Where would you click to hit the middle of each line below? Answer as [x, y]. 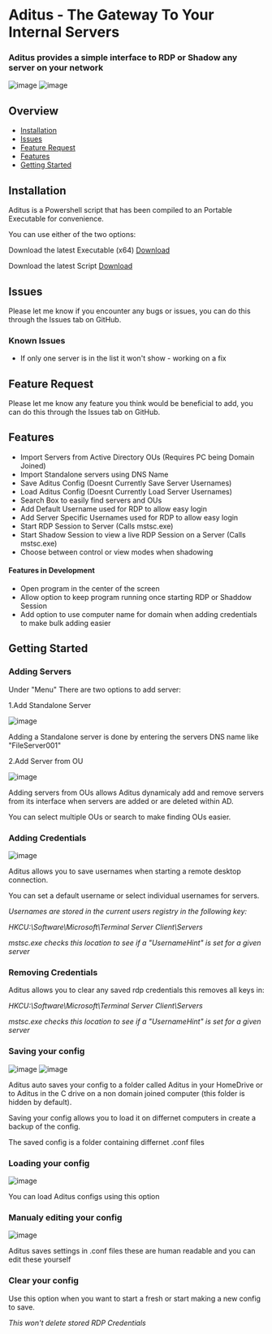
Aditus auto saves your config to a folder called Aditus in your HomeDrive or [136, 1085]
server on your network [56, 68]
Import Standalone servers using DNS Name [94, 474]
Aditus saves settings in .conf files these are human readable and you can [132, 1251]
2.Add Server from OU [46, 761]
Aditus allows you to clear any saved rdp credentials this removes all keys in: [137, 990]
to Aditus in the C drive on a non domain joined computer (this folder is [127, 1093]
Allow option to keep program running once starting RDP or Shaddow [136, 598]
